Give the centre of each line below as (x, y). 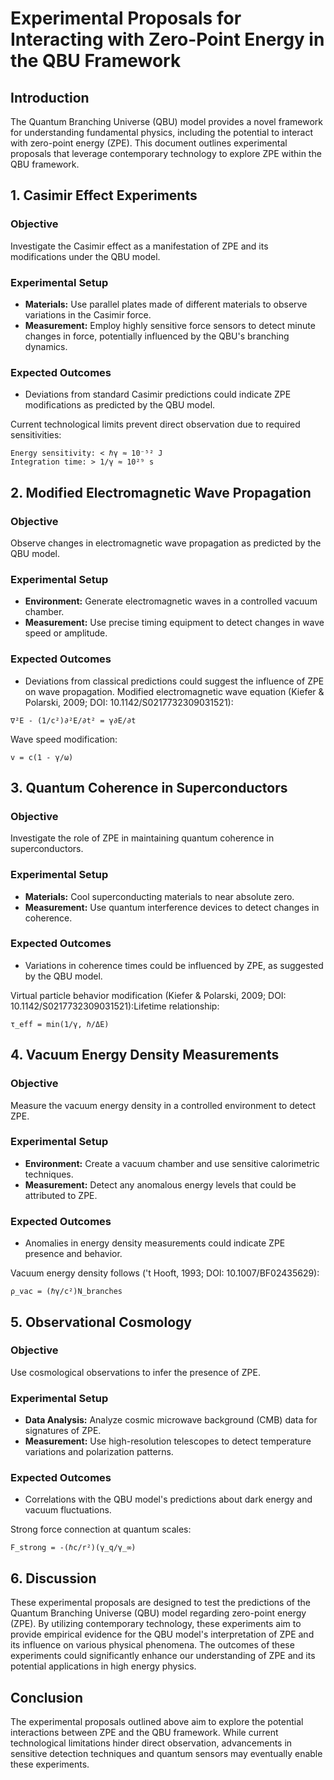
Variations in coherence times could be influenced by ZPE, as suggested (174, 965)
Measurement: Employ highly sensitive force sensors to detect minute (170, 325)
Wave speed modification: (64, 739)
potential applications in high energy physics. (103, 1666)
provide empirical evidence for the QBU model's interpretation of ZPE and (162, 1634)
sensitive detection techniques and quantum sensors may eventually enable (166, 1754)
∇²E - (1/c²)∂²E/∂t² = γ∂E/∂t (73, 720)
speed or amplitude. (66, 633)
